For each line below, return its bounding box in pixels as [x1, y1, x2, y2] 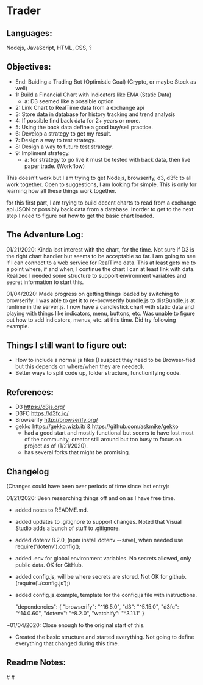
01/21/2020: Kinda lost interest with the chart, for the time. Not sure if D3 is [6, 245, 195, 253]
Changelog [6, 466, 49, 477]
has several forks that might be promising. [24, 449, 130, 456]
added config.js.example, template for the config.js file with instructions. [15, 592, 197, 599]
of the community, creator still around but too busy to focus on [24, 436, 182, 443]
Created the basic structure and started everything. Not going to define [15, 633, 194, 641]
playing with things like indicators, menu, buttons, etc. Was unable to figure [6, 310, 195, 317]
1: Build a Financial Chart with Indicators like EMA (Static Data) [15, 91, 172, 98]
